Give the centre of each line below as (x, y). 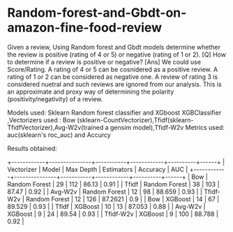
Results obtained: (32, 148)
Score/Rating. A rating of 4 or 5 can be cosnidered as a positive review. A (113, 69)
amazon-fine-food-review (85, 28)
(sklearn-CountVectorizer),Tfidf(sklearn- (135, 119)
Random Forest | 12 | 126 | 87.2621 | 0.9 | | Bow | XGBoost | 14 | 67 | (122, 199)
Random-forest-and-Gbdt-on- (97, 13)
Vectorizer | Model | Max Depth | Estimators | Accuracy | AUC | (98, 169)
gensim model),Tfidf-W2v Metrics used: (167, 127)
